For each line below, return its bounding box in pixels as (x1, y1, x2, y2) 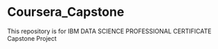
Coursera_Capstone (7, 4, 125, 20)
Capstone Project (7, 34, 57, 42)
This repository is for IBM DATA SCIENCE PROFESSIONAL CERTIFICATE (7, 27, 212, 35)
